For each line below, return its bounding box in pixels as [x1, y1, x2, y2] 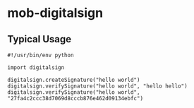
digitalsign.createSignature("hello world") [7, 76, 140, 83]
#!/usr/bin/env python [7, 52, 74, 59]
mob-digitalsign [7, 5, 104, 21]
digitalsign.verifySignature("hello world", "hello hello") [7, 83, 188, 90]
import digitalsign [7, 64, 65, 71]
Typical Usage [7, 33, 72, 45]
